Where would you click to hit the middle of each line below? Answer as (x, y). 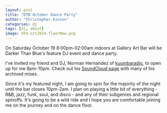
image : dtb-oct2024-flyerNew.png (40, 33)
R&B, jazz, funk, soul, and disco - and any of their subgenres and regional (82, 95)
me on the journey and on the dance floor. (49, 105)
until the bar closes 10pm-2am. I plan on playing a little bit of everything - (81, 89)
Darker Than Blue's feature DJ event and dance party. (61, 53)
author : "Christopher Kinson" (37, 19)
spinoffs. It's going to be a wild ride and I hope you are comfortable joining (83, 100)
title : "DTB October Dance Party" (42, 15)
